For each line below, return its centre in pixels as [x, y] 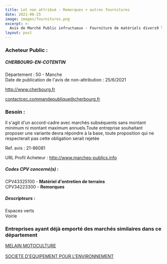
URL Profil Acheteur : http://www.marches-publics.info [61, 158]
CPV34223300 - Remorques [35, 187]
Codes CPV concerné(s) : [32, 169]
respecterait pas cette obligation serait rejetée [52, 138]
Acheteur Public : [27, 50]
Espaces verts [20, 211]
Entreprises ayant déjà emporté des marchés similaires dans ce [83, 229]
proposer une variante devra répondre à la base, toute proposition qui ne [80, 133]
